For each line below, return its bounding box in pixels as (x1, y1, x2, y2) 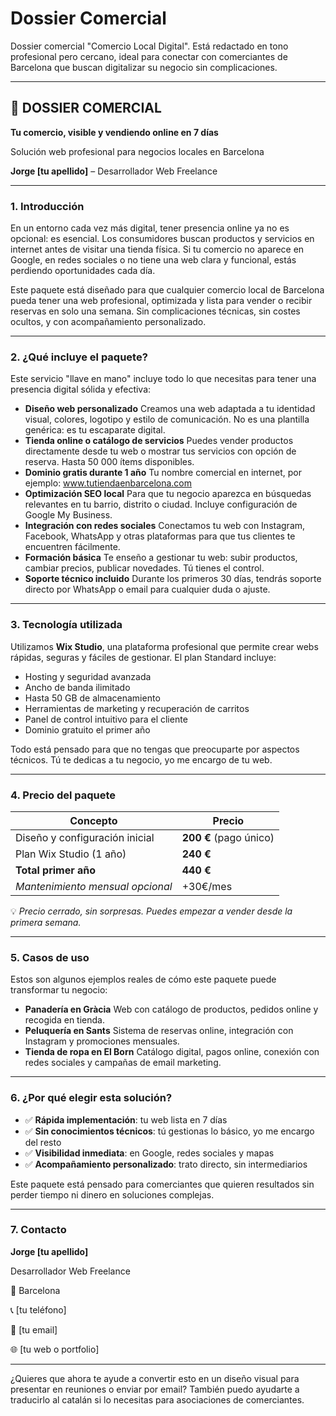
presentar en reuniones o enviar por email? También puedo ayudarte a (10, 1383, 300, 1395)
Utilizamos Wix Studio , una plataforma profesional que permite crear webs (10, 640, 319, 652)
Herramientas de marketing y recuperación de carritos (24, 702, 250, 714)
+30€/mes (181, 879, 233, 893)
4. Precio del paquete (10, 788, 117, 802)
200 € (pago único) (181, 830, 275, 844)
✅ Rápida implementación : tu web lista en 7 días (24, 1113, 228, 1126)
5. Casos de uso (10, 950, 90, 964)
